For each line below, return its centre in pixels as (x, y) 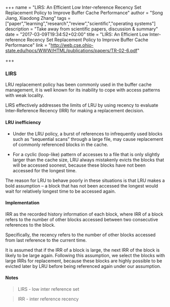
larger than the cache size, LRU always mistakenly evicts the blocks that (88, 160)
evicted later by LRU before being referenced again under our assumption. (83, 266)
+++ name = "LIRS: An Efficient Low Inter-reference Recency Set (73, 7)
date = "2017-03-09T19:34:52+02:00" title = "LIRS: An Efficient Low (77, 34)
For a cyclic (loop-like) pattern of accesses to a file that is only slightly (86, 154)
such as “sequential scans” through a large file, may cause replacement (88, 139)
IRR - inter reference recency (48, 299)
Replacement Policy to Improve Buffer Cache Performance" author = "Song (84, 13)
